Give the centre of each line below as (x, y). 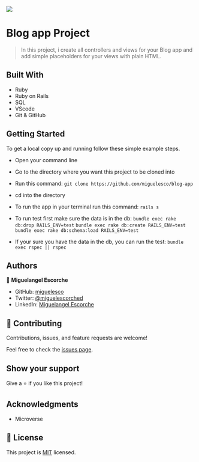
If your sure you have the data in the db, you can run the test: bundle (99, 242)
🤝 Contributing (34, 324)
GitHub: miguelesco (39, 292)
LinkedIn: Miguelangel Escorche (54, 305)
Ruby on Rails (32, 96)
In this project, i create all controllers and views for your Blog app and (107, 50)
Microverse (29, 419)
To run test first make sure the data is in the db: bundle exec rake (96, 218)
